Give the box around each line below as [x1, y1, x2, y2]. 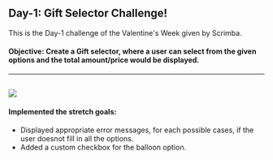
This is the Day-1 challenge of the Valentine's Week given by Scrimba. [8, 28, 242, 37]
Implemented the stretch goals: [8, 107, 117, 116]
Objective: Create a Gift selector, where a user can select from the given [8, 46, 257, 56]
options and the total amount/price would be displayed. [8, 55, 200, 65]
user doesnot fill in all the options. [19, 133, 134, 143]
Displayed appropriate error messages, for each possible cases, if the [19, 125, 254, 135]
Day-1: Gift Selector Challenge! [8, 6, 168, 20]
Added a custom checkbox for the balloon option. [19, 142, 187, 152]
